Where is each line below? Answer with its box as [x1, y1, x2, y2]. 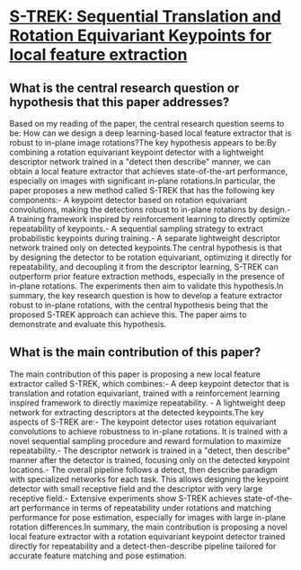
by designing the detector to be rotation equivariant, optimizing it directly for [9, 252, 292, 263]
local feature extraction [9, 45, 188, 65]
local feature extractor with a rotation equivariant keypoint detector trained [9, 530, 286, 541]
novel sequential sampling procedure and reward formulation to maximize [9, 435, 282, 446]
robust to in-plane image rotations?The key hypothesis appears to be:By [9, 138, 277, 147]
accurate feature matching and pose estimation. [9, 550, 187, 561]
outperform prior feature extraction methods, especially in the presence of [9, 272, 285, 281]
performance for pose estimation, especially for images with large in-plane [9, 512, 286, 522]
